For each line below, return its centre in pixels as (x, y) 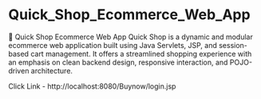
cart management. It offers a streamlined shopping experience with (141, 53)
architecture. (52, 70)
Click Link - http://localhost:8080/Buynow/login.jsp (92, 86)
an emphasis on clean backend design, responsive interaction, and (118, 62)
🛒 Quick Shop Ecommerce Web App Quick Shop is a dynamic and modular (130, 37)
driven (19, 70)
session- (233, 45)
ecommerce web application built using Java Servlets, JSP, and (113, 45)
